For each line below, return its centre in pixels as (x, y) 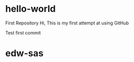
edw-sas (24, 53)
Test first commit (23, 33)
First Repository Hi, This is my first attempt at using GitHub (67, 23)
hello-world (31, 9)
